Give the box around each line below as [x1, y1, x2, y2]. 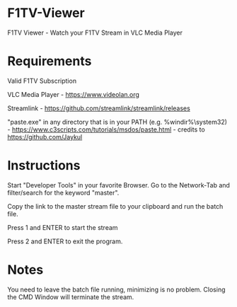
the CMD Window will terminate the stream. [7, 292, 134, 301]
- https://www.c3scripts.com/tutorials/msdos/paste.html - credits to [7, 125, 205, 134]
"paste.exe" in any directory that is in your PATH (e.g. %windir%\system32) [7, 117, 228, 126]
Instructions [7, 158, 81, 174]
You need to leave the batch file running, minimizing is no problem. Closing [7, 285, 226, 294]
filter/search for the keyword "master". [7, 188, 120, 197]
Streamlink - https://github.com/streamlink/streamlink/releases [7, 104, 191, 112]
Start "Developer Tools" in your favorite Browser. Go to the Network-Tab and [7, 180, 230, 189]
